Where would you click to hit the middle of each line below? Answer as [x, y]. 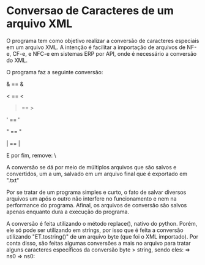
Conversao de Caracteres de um [90, 11]
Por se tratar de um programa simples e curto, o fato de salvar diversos [96, 192]
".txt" [13, 180]
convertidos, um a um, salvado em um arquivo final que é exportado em [97, 174]
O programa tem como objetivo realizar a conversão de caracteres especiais [103, 40]
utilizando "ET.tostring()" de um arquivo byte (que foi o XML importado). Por [102, 236]
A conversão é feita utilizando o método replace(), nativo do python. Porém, [102, 223]
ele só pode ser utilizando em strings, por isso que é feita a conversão [95, 230]
